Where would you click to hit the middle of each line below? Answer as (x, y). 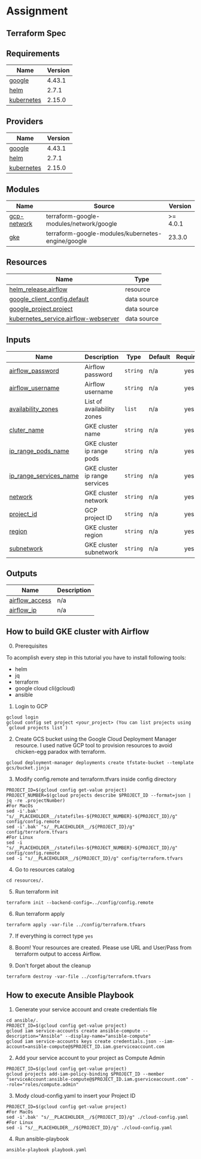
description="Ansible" (34, 1037)
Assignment (37, 11)
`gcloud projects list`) (37, 728)
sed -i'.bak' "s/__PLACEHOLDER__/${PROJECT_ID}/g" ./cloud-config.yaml (97, 1118)
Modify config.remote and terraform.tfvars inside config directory (95, 779)
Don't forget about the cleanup (53, 966)
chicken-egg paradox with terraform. (60, 752)
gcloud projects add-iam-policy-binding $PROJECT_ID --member (85, 1074)
